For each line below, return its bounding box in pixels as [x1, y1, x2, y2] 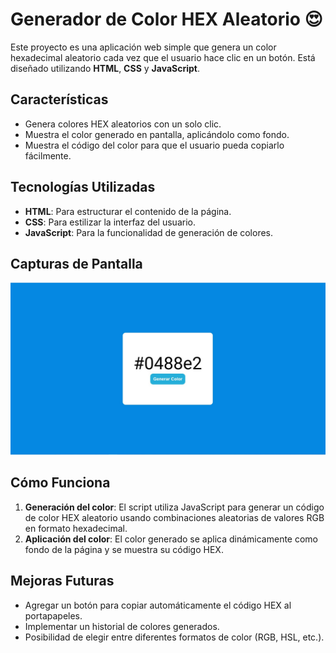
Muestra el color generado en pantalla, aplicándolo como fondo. [24, 128, 290, 140]
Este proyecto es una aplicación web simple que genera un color [10, 41, 277, 53]
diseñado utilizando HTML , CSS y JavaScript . [10, 62, 200, 74]
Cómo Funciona [10, 474, 111, 492]
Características [10, 91, 109, 108]
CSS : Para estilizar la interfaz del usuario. [24, 216, 196, 228]
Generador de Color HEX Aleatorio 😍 [10, 8, 323, 31]
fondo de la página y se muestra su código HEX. [24, 543, 224, 555]
